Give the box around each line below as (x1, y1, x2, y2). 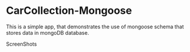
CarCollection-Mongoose (6, 4, 132, 17)
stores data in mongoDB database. (6, 29, 89, 36)
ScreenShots (6, 40, 37, 47)
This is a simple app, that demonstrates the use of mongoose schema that (6, 23, 184, 30)
